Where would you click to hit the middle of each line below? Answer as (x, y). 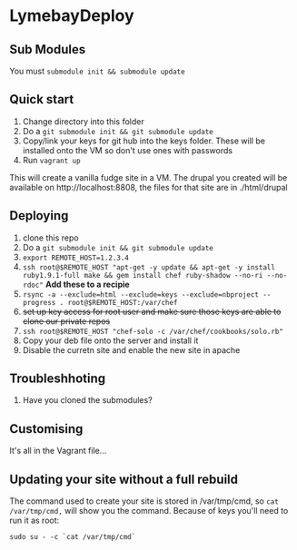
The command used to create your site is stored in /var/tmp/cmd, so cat (144, 501)
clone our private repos (66, 321)
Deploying (39, 216)
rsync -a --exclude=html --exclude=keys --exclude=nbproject (141, 295)
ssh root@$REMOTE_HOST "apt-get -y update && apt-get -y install (148, 267)
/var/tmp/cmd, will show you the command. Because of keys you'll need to (149, 511)
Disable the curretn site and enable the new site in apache (131, 349)
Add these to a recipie (87, 284)
